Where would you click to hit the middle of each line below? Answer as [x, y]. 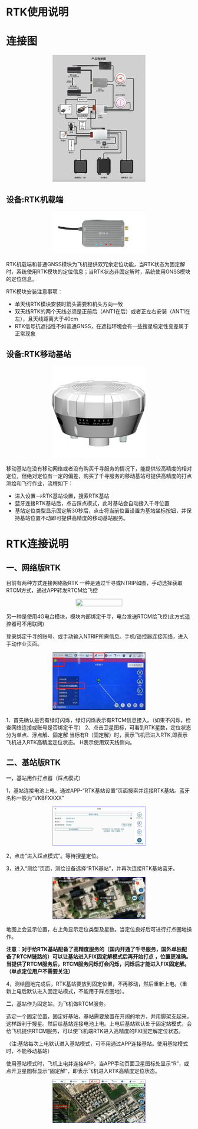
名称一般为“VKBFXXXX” [35, 798]
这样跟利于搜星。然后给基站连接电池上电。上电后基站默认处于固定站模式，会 [99, 1023]
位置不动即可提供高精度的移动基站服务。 [79, 518]
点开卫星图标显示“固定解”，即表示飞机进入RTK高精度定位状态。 [83, 1071]
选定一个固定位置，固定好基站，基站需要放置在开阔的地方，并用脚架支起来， [99, 1016]
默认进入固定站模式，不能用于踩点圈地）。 [77, 991]
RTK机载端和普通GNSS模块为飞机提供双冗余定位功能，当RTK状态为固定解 [96, 264]
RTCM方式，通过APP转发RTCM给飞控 [52, 590]
